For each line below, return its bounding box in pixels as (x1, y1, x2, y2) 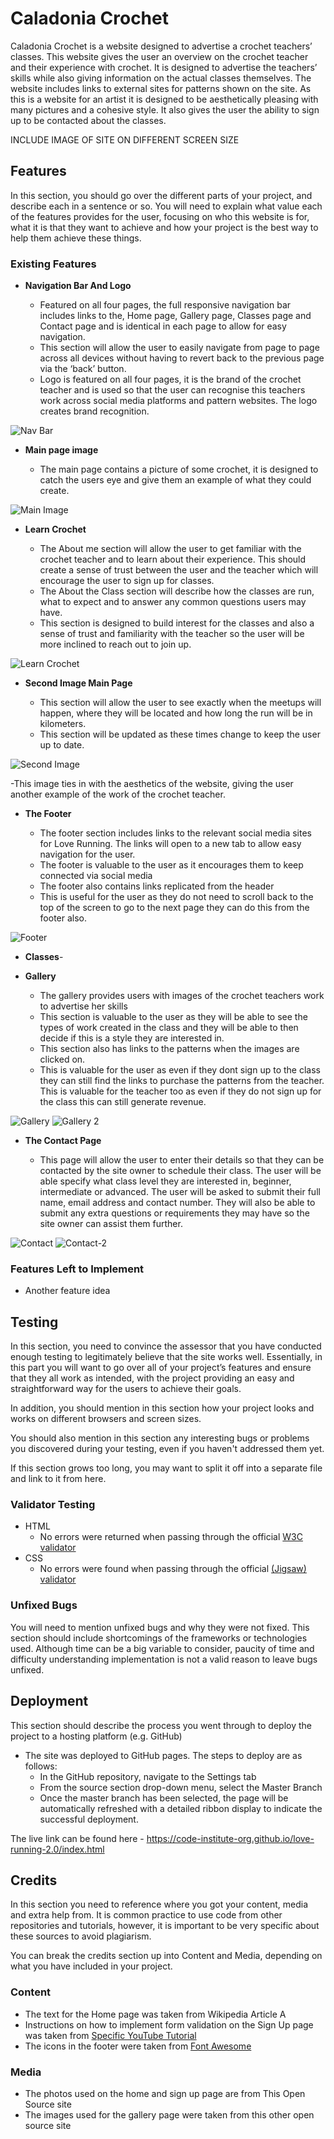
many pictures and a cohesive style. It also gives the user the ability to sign (10, 103, 320, 116)
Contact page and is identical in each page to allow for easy (39, 320, 287, 332)
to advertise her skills (39, 1000, 128, 1012)
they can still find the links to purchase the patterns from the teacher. (39, 1075, 325, 1087)
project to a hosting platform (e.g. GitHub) (10, 1730, 183, 1742)
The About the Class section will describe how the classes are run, (39, 585, 315, 597)
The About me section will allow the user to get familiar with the (39, 543, 302, 555)
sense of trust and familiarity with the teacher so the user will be (39, 628, 305, 640)
